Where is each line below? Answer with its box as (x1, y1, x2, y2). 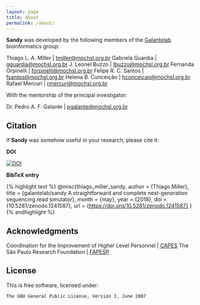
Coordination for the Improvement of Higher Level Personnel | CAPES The (6, 242, 189, 249)
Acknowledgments (6, 226, 79, 236)
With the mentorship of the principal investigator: (6, 91, 127, 99)
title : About (6, 14, 39, 20)
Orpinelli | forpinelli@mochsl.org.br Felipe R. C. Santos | (6, 67, 144, 74)
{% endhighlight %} (6, 208, 55, 216)
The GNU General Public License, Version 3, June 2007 (6, 293, 147, 299)
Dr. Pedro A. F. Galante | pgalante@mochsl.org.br (6, 103, 129, 110)
